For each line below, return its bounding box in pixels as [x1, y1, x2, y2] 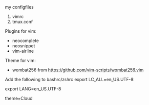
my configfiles [5, 4, 34, 10]
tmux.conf [12, 19, 33, 24]
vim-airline [12, 48, 34, 54]
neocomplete [12, 38, 39, 43]
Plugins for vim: [5, 28, 37, 34]
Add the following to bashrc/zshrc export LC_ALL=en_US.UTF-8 [5, 77, 134, 82]
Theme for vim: [5, 58, 36, 63]
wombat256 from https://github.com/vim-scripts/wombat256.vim [12, 67, 144, 73]
